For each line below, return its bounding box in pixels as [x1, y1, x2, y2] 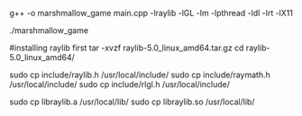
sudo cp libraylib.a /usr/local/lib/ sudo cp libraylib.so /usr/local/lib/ [9, 96, 255, 107]
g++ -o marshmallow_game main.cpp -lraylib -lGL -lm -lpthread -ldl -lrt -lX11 [9, 8, 293, 18]
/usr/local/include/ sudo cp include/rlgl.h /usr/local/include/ [9, 79, 230, 89]
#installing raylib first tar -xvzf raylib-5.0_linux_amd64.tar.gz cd [9, 42, 244, 53]
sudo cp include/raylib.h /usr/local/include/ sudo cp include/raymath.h [9, 69, 270, 80]
